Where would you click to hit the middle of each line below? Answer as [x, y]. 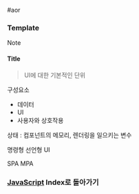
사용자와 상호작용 [40, 120]
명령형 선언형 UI [29, 149]
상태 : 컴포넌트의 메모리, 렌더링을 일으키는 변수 [69, 135]
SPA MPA [20, 163]
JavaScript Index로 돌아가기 [53, 182]
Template [23, 28]
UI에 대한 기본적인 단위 [55, 75]
